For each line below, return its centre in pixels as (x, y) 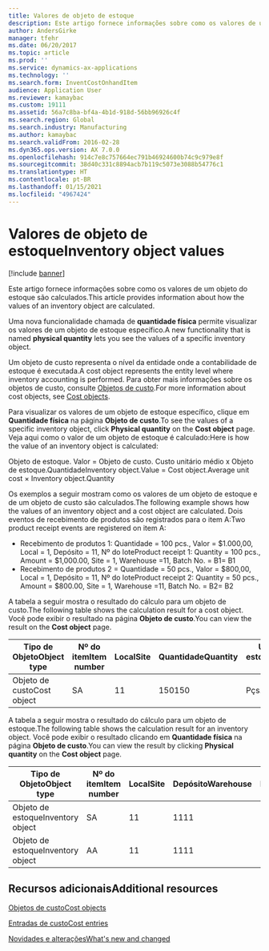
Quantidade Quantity (199, 656)
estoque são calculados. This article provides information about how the (126, 297)
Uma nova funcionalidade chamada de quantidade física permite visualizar (133, 321)
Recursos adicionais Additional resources (113, 888)
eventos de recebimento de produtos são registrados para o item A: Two (127, 519)
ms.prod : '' (28, 61)
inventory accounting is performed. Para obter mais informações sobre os (130, 379)
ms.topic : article (39, 53)
